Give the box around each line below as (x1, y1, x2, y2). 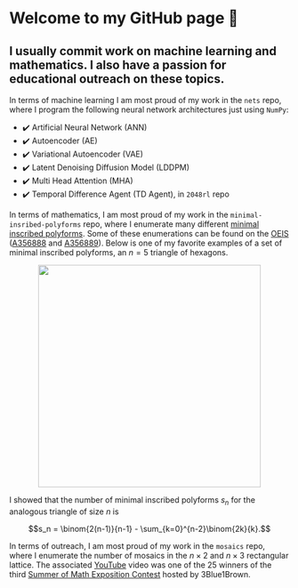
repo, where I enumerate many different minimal (83, 219, 260, 230)
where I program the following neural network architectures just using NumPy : (9, 104, 289, 115)
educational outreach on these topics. (9, 71, 225, 86)
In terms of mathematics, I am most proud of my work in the (9, 209, 229, 220)
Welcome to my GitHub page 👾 (9, 8, 238, 28)
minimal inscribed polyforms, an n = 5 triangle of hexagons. (9, 247, 229, 257)
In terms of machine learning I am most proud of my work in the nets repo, (9, 95, 282, 105)
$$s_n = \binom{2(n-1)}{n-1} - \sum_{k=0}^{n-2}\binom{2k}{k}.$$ (28, 523, 271, 534)
